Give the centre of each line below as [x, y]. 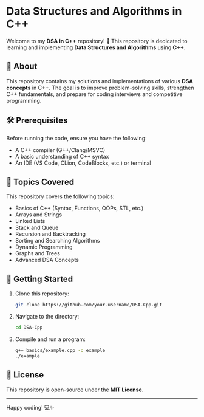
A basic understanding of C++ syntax [62, 156]
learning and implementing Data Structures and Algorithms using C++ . [96, 47]
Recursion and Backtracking [50, 234]
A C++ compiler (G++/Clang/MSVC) [60, 150]
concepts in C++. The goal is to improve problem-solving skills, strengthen [100, 88]
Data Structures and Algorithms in [94, 11]
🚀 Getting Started [40, 279]
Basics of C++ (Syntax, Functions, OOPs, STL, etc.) [79, 208]
